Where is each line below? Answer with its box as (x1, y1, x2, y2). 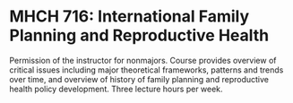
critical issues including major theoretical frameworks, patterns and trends (9, 64, 284, 75)
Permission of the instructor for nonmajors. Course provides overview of (9, 55, 277, 65)
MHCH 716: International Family (9, 6, 250, 27)
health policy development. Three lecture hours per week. (9, 83, 223, 94)
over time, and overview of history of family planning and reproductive (9, 73, 269, 84)
